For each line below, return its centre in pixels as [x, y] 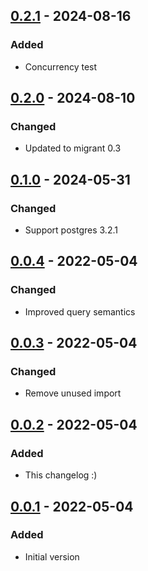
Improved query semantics [80, 311]
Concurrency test [61, 66]
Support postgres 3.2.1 [71, 230]
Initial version [52, 556]
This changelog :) [61, 475]
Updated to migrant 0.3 [73, 148]
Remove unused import [73, 393]
